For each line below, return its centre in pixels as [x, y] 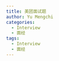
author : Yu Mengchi [30, 17]
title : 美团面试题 [26, 11]
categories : [20, 22]
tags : [13, 38]
